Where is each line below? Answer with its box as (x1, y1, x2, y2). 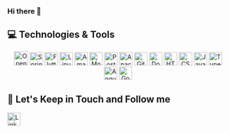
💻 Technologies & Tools (7, 29, 115, 41)
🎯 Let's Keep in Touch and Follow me (7, 94, 171, 106)
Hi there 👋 (7, 6, 42, 16)
